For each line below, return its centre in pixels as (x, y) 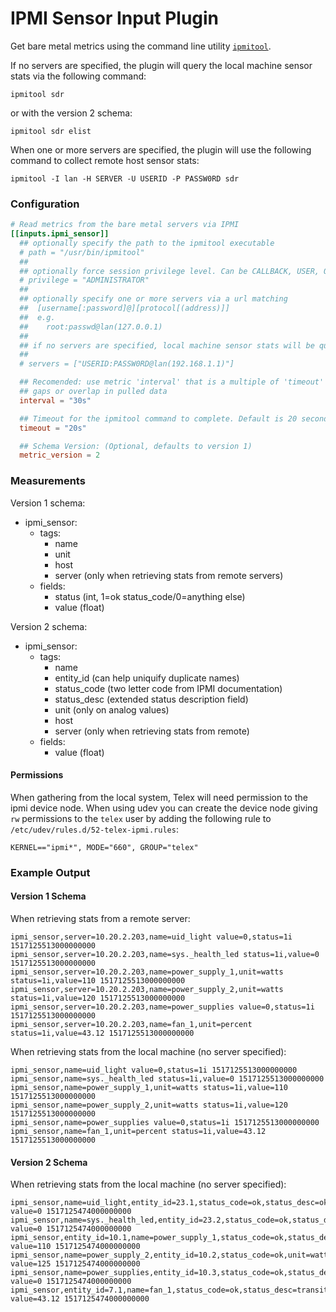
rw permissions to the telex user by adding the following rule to (141, 818)
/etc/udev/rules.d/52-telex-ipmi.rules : (94, 829)
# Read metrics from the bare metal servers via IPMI (125, 225)
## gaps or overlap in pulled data (93, 392)
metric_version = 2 (60, 455)
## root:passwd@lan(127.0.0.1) (91, 327)
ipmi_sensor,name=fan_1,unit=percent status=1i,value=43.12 (138, 1131)
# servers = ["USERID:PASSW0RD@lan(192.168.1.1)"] (127, 364)
